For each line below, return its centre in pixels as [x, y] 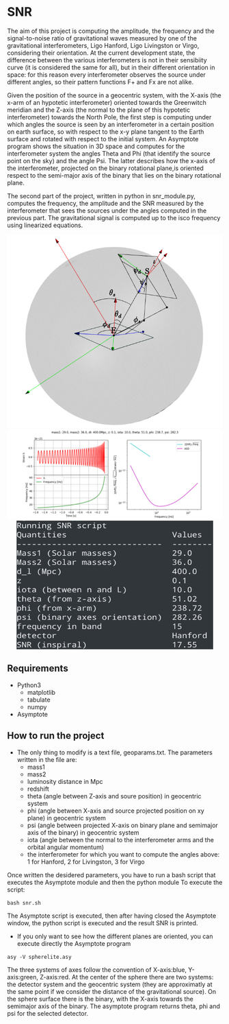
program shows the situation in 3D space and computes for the [96, 146]
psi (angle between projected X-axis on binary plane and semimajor [123, 825]
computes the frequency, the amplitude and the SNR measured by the [105, 203]
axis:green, [23, 977]
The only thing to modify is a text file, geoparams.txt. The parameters [115, 752]
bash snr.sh [24, 903]
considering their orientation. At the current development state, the [102, 53]
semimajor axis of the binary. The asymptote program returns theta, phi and [114, 1006]
